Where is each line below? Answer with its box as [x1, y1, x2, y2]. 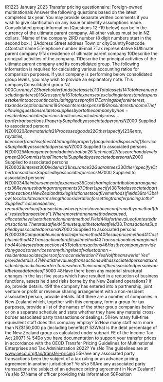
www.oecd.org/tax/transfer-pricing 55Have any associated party [5, 350, 135, 356]
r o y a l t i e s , [5, 133, 24, 139]
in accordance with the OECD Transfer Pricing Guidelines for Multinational [5, 340, 154, 346]
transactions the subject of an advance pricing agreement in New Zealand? [5, 366, 156, 372]
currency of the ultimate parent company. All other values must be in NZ [5, 30, 150, 36]
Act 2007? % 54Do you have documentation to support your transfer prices [5, 335, 157, 341]
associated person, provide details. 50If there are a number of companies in [5, 294, 157, 299]
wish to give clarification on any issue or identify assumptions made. [5, 19, 143, 25]
